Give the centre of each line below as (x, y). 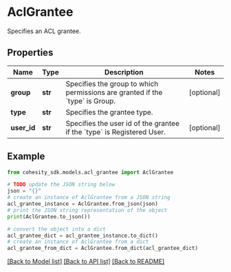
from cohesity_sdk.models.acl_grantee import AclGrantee (90, 172)
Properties (30, 53)
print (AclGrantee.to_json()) (49, 217)
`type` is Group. (90, 101)
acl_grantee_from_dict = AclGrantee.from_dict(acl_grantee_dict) (102, 249)
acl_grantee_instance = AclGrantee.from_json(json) (82, 204)
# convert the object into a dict (57, 229)
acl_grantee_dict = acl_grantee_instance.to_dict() (82, 236)
